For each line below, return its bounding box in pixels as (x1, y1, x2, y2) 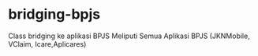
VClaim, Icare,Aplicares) (8, 39, 87, 48)
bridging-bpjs (8, 5, 101, 23)
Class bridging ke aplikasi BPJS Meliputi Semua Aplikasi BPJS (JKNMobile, (8, 31, 250, 40)
